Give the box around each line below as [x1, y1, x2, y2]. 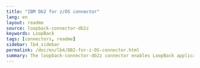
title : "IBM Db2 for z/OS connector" [6, 8, 100, 15]
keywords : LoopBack [6, 31, 55, 37]
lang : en [6, 14, 28, 20]
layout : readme [6, 20, 44, 25]
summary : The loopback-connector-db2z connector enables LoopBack [6, 53, 174, 59]
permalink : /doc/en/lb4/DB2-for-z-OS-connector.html [6, 47, 140, 53]
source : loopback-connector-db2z [6, 25, 89, 31]
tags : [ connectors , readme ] [6, 36, 76, 42]
